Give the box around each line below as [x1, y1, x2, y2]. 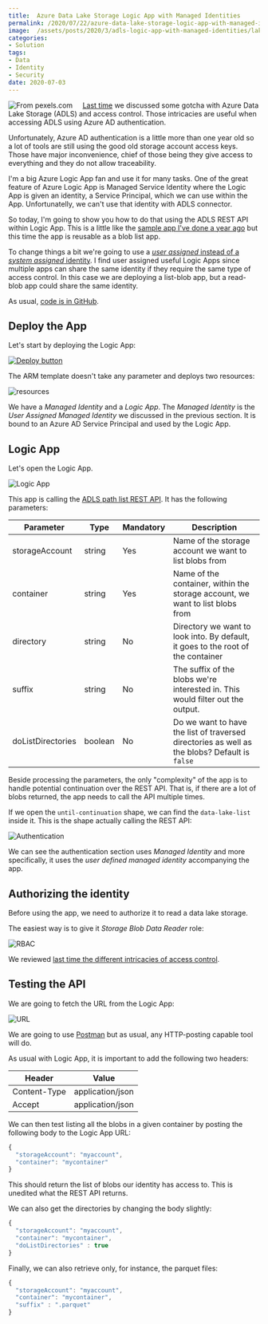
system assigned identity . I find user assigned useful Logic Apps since [8, 255, 240, 265]
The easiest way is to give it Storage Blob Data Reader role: [8, 923, 204, 933]
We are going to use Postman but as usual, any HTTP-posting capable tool [8, 1030, 254, 1039]
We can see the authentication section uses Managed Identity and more [8, 847, 246, 857]
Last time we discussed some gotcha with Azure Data [82, 100, 259, 110]
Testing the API [8, 978, 86, 991]
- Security [8, 71, 45, 79]
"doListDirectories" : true [15, 1241, 109, 1249]
